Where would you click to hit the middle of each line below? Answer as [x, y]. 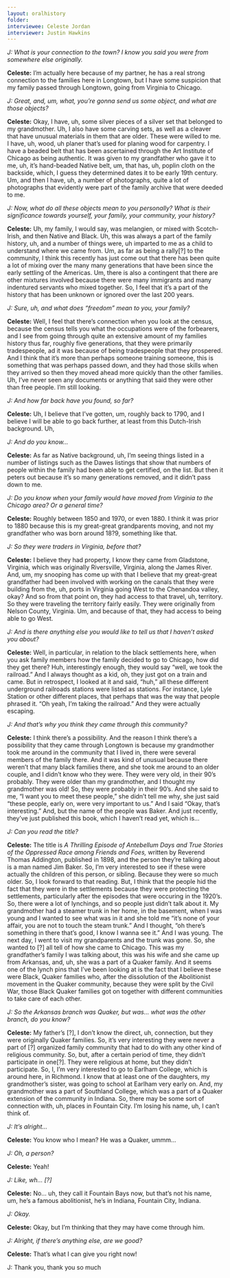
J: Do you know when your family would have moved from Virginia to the [110, 498]
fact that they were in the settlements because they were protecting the [108, 889]
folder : [18, 20]
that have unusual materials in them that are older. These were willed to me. [114, 136]
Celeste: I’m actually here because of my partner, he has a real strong [106, 73]
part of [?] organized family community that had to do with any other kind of [114, 1047]
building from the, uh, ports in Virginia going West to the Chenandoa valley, [113, 589]
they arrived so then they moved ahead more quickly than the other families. [115, 373]
